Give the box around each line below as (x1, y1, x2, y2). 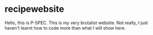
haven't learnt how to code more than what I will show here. (4, 25, 126, 31)
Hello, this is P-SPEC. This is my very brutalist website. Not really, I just (4, 20, 148, 26)
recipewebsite (4, 3, 64, 15)
